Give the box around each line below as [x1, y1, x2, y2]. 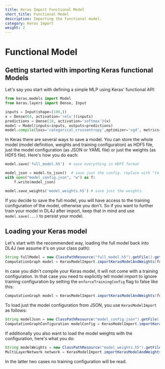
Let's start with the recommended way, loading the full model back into [5, 240, 149, 246]
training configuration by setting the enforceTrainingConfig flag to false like [5, 279, 158, 285]
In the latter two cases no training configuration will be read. [5, 358, 127, 364]
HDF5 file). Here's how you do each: [5, 152, 79, 158]
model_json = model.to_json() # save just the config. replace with [5, 171, 151, 175]
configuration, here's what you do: [5, 335, 75, 341]
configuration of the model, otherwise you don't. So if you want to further [5, 202, 154, 208]
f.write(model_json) [14, 179, 56, 184]
